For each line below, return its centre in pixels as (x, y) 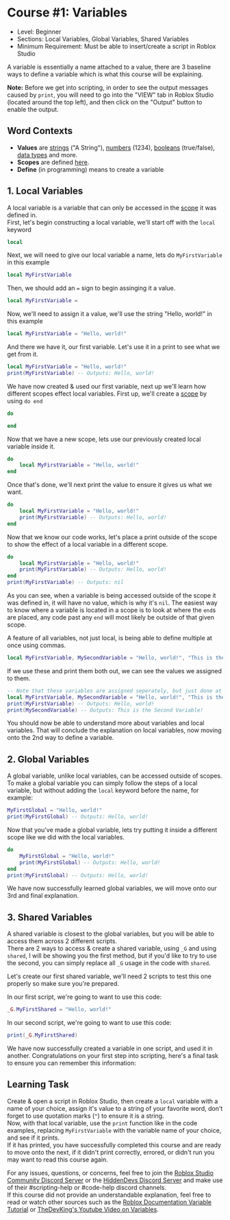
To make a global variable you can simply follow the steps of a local (102, 783)
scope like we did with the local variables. (66, 837)
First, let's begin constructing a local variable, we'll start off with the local (111, 222)
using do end (25, 400)
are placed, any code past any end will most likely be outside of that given (111, 618)
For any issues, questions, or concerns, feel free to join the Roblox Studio (111, 1173)
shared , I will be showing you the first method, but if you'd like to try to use (112, 956)
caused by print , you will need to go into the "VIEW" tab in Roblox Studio (111, 95)
